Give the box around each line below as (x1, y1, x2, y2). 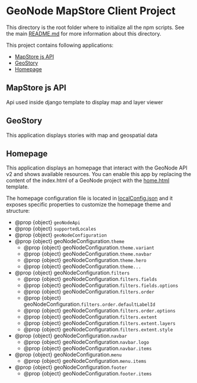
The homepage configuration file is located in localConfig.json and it (6, 194, 173, 202)
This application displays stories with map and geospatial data (6, 132, 158, 139)
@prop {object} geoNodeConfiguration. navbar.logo (23, 339, 150, 346)
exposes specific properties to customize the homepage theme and (6, 201, 172, 208)
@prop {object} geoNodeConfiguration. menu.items (23, 358, 147, 365)
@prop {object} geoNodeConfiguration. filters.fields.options (23, 282, 179, 289)
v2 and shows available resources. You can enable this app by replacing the (6, 171, 191, 178)
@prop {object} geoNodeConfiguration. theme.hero (23, 257, 147, 264)
